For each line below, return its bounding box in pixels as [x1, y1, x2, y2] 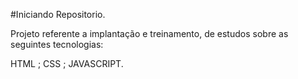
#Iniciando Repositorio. [10, 9, 106, 20]
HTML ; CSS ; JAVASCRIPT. [10, 58, 124, 69]
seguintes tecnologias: [10, 39, 104, 50]
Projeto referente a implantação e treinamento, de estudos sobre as [10, 28, 289, 39]
